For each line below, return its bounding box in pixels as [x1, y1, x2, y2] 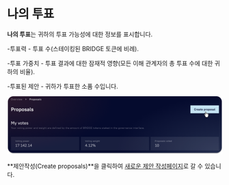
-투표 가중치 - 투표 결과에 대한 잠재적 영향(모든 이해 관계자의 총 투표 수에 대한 [7, 59, 213, 67]
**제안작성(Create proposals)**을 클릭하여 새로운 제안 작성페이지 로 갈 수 [7, 162, 204, 171]
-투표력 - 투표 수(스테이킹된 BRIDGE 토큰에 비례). [7, 44, 139, 53]
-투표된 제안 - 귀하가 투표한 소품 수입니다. [7, 82, 118, 90]
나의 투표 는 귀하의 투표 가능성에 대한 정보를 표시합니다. [7, 30, 153, 38]
